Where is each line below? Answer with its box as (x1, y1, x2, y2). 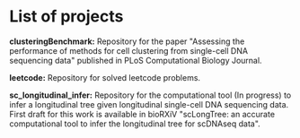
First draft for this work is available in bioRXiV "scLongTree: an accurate (9, 108, 276, 119)
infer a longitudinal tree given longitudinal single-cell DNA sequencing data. (9, 99, 289, 109)
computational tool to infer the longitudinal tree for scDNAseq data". (9, 118, 260, 129)
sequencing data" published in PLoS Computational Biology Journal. (9, 55, 262, 65)
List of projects (9, 6, 124, 27)
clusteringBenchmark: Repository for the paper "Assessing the (9, 36, 245, 47)
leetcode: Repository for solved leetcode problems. (9, 72, 200, 82)
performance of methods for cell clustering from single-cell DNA (9, 45, 249, 56)
